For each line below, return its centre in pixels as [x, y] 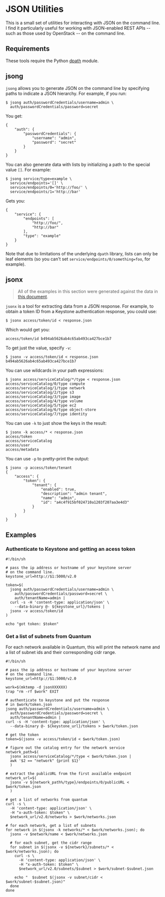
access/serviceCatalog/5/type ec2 [41, 406]
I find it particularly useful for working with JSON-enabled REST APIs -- [78, 28]
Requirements [28, 49]
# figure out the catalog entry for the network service [65, 748]
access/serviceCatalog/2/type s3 [40, 393]
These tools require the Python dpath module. [52, 61]
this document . [33, 297]
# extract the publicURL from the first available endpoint [69, 774]
